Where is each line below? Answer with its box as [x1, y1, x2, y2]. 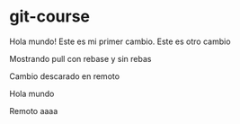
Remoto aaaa [9, 105, 58, 116]
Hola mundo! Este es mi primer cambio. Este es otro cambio [9, 36, 231, 47]
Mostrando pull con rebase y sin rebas [9, 53, 152, 64]
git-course [9, 6, 91, 27]
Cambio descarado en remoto [9, 70, 120, 82]
